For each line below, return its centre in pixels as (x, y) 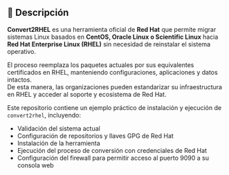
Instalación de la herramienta (58, 143)
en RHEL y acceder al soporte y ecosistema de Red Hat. (87, 94)
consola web (35, 165)
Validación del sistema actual (58, 128)
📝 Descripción (38, 13)
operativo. (22, 51)
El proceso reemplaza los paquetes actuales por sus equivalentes (101, 65)
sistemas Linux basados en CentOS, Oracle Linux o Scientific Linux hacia (113, 37)
